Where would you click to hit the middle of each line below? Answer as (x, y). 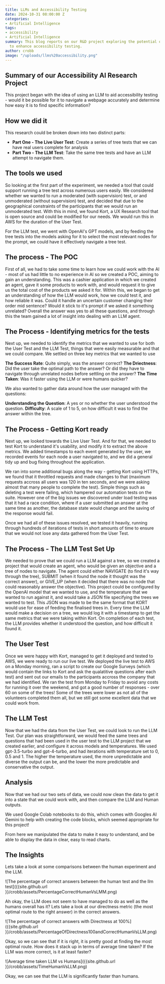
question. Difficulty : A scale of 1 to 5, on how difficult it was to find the (77, 408)
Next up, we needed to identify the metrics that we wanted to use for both (80, 343)
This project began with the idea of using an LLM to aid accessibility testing (82, 95)
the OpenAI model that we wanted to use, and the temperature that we (76, 592)
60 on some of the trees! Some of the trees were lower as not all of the (77, 692)
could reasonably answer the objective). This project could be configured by (82, 587)
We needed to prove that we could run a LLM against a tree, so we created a (82, 561)
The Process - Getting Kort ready (57, 429)
